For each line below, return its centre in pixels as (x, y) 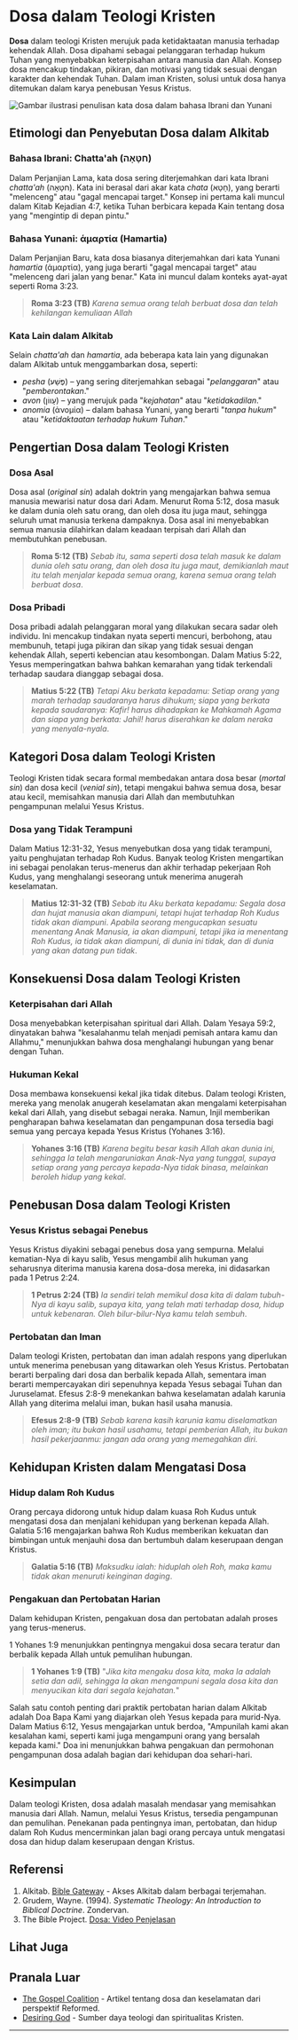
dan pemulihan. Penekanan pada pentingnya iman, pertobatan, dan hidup (143, 1823)
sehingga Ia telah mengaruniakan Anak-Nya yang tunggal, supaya (153, 1158)
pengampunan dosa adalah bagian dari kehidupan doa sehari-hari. (131, 1755)
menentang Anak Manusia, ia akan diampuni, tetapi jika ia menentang (159, 932)
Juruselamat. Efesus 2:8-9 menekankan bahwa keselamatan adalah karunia (148, 1394)
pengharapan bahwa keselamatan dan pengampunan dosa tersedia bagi (141, 1122)
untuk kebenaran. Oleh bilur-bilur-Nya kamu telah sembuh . (139, 1313)
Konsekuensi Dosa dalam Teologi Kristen (125, 978)
